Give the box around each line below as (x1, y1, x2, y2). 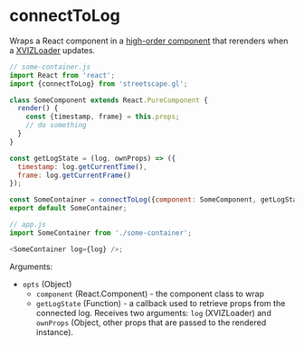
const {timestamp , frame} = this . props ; (25, 112, 180, 122)
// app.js (9, 220, 47, 229)
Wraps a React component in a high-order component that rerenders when (9, 35, 289, 46)
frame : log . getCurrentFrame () (17, 171, 131, 180)
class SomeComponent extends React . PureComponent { (9, 96, 208, 105)
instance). (35, 326, 74, 337)
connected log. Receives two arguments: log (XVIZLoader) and (35, 307, 271, 318)
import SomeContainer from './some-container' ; (9, 228, 193, 238)
